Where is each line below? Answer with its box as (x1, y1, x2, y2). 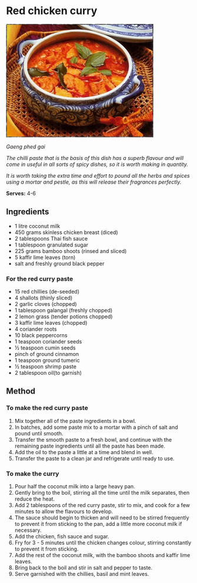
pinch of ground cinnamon (14, 351, 79, 358)
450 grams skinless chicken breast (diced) (14, 228, 119, 236)
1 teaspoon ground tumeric (14, 357, 81, 364)
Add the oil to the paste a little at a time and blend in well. (14, 448, 153, 455)
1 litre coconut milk (14, 222, 61, 229)
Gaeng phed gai (6, 143, 45, 150)
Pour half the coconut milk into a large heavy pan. (14, 483, 135, 490)
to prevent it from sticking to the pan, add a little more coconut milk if (14, 521, 182, 528)
